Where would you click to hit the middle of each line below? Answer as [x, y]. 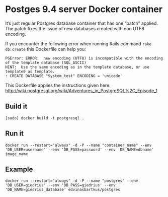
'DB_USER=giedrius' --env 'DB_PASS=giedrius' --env [60, 185]
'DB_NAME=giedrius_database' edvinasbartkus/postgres [63, 190]
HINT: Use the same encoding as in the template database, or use [77, 67]
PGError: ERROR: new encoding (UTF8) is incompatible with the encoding [84, 58]
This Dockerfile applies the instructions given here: [58, 85]
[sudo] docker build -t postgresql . [45, 118]
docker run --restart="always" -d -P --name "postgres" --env [72, 181]
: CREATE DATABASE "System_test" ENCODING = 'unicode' [64, 76]
